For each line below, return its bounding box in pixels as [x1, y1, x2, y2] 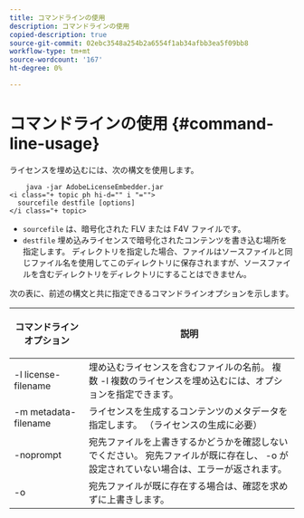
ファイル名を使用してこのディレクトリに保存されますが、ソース [30, 257, 268, 268]
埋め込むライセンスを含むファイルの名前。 [89, 360, 270, 373]
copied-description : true [9, 30, 107, 39]
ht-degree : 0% [9, 64, 63, 73]
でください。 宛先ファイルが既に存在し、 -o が [89, 449, 290, 462]
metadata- [30, 405, 77, 417]
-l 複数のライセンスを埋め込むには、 [100, 374, 256, 387]
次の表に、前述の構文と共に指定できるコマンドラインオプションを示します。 [9, 287, 294, 299]
